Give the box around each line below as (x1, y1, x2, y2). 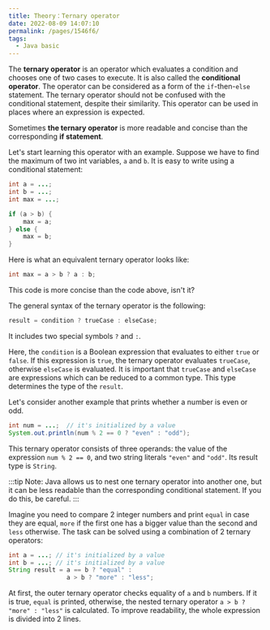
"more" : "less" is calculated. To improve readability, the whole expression (8, 606, 261, 615)
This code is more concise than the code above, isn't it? (8, 285, 195, 294)
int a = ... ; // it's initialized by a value (8, 551, 165, 559)
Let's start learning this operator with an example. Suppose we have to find (8, 148, 259, 157)
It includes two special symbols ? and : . (8, 331, 142, 341)
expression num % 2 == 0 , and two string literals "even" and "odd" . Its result (8, 452, 258, 462)
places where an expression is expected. (8, 107, 145, 118)
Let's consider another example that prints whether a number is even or (8, 396, 248, 406)
